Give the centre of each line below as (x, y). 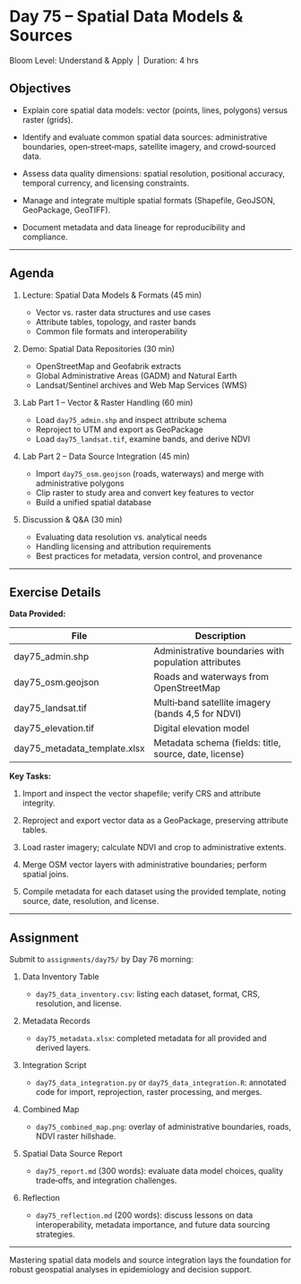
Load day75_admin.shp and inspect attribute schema (131, 419)
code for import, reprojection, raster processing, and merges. (149, 1092)
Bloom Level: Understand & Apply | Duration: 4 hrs (104, 60)
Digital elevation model (202, 728)
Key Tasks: (30, 776)
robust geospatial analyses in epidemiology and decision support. (131, 1270)
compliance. (45, 237)
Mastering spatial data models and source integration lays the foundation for (150, 1260)
